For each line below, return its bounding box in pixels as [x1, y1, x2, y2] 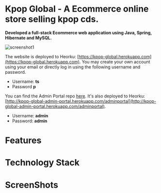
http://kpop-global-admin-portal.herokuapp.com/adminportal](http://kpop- [6, 98, 157, 104]
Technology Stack [5, 157, 80, 168]
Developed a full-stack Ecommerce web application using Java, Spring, [5, 30, 152, 35]
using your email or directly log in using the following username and [5, 64, 141, 70]
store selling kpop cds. [5, 14, 99, 25]
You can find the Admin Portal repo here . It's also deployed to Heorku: [5, 93, 145, 99]
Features [5, 135, 42, 146]
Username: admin [12, 113, 48, 118]
